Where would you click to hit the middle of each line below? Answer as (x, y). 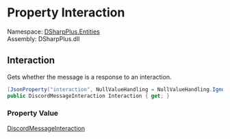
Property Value (33, 113)
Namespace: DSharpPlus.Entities (54, 31)
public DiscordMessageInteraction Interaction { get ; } (88, 96)
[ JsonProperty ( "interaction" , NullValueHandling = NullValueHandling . (110, 89)
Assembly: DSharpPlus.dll (43, 38)
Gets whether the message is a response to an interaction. (89, 77)
